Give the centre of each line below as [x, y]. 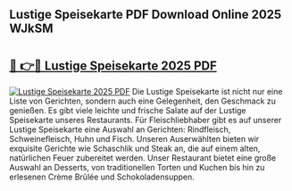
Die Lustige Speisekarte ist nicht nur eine [207, 91]
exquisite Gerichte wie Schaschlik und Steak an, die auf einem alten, [135, 148]
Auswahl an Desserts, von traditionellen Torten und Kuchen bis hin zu [137, 167]
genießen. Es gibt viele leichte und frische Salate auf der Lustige [128, 110]
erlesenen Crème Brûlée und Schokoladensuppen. [102, 177]
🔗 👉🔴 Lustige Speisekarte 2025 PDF [113, 66]
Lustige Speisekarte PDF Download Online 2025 [146, 15]
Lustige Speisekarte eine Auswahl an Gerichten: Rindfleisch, [120, 129]
